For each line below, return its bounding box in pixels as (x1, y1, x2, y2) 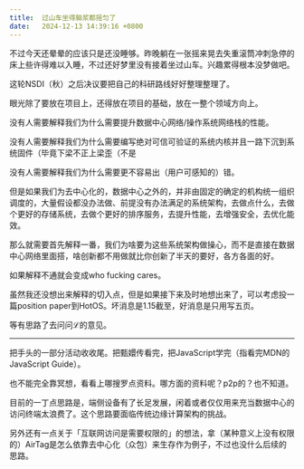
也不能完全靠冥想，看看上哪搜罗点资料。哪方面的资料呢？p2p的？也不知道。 (9, 378, 294, 388)
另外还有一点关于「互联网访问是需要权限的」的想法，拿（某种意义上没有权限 (9, 427, 295, 438)
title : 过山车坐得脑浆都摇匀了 (9, 13, 117, 23)
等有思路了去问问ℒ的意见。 (9, 319, 111, 330)
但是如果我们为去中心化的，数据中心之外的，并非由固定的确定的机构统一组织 (9, 186, 295, 196)
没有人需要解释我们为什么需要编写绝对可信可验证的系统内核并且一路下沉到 (9, 136, 287, 147)
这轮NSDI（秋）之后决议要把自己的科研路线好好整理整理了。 (9, 78, 235, 89)
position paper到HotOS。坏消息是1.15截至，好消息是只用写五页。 (16, 300, 260, 311)
